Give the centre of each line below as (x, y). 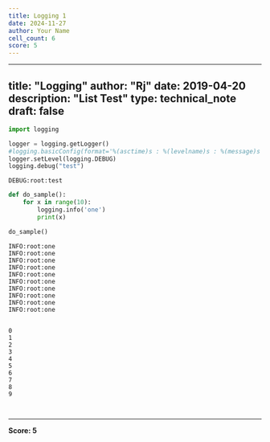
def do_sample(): (37, 195)
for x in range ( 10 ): (57, 203)
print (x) (52, 217)
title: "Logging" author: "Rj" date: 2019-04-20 (127, 86)
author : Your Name (39, 31)
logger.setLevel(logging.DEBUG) (62, 159)
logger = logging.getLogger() (59, 144)
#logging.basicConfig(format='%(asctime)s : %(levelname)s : (113, 151)
